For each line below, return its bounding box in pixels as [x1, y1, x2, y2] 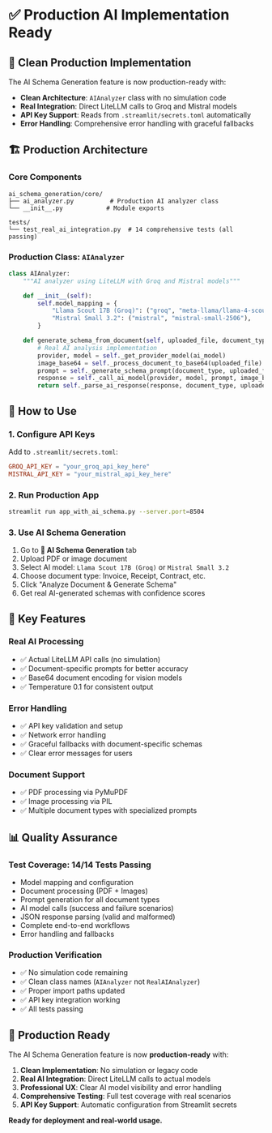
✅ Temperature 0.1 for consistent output [19, 682, 154, 691]
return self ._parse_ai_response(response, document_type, [37, 382, 237, 390]
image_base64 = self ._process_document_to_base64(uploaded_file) [37, 359, 263, 367]
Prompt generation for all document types [19, 895, 160, 904]
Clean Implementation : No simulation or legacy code [19, 1066, 198, 1075]
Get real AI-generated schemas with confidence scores [19, 588, 206, 598]
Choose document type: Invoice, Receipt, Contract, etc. [19, 571, 206, 581]
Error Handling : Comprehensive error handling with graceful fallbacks [19, 119, 254, 128]
